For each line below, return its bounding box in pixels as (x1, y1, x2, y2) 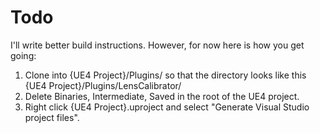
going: (10, 49, 37, 61)
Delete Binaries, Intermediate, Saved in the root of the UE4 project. (24, 90, 300, 102)
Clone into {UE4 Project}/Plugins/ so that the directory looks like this (24, 69, 307, 81)
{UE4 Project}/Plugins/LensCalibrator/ (24, 79, 182, 91)
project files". (24, 111, 80, 123)
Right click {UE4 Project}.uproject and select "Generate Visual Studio (24, 101, 310, 113)
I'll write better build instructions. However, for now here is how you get (10, 39, 305, 51)
